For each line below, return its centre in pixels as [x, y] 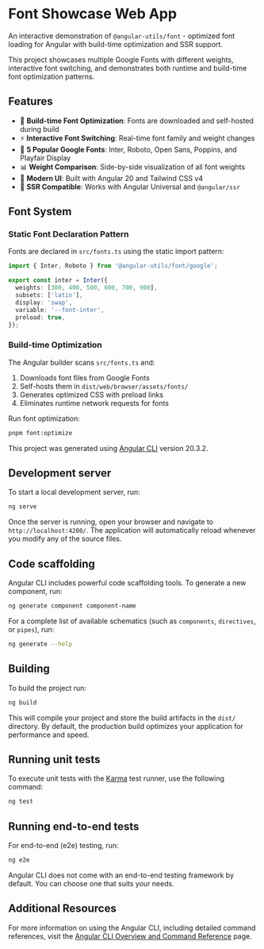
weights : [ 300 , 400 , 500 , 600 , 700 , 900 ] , [86, 288]
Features [31, 101]
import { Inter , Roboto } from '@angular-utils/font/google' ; [113, 266]
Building [29, 669]
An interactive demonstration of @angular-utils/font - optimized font [122, 36]
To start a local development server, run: [74, 492]
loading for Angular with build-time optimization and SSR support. [116, 44]
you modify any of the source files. [65, 539]
